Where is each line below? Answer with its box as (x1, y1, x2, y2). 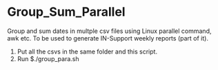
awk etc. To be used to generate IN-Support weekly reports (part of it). (7, 34, 209, 42)
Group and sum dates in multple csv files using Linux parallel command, (7, 27, 212, 35)
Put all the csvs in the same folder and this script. (17, 47, 157, 56)
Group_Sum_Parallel (7, 4, 126, 20)
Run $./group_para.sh (17, 54, 79, 62)
